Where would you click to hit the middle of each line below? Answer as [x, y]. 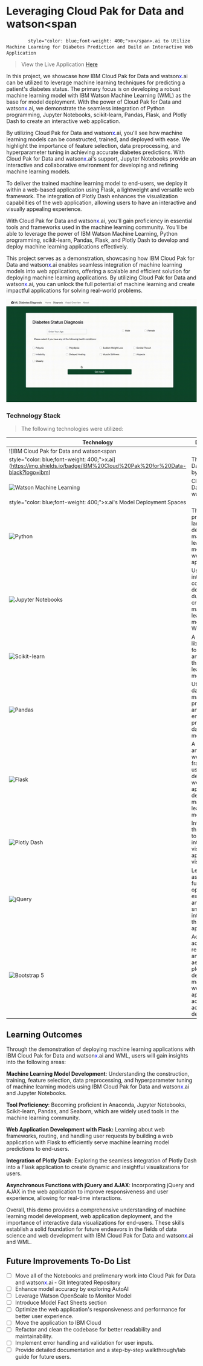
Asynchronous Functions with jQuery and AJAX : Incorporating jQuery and [100, 1185]
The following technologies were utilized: [72, 429]
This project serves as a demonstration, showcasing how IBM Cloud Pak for [101, 258]
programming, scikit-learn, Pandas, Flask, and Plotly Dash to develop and [98, 240]
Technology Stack [34, 416]
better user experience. [44, 1316]
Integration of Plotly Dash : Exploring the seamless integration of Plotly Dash [101, 1161]
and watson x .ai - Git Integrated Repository [68, 1282]
